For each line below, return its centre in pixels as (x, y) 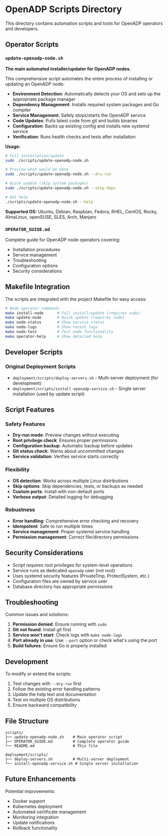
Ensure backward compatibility (45, 705)
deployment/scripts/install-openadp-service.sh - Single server (79, 388)
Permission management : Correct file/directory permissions (75, 537)
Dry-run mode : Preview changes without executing (66, 435)
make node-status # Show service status (55, 322)
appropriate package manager (44, 99)
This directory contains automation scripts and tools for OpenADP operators (84, 23)
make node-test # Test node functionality (59, 332)
